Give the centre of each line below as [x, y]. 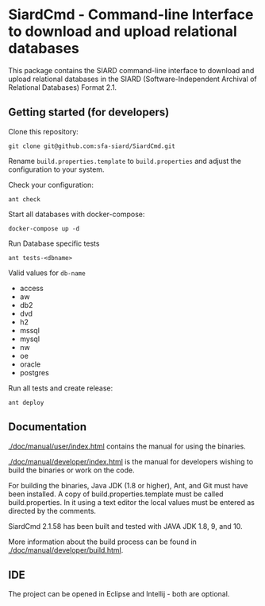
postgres [34, 372]
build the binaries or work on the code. [71, 470]
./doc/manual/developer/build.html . [66, 550]
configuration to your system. [56, 169]
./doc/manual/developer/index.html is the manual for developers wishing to [131, 461]
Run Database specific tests [54, 243]
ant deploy [26, 402]
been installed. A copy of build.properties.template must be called [116, 494]
